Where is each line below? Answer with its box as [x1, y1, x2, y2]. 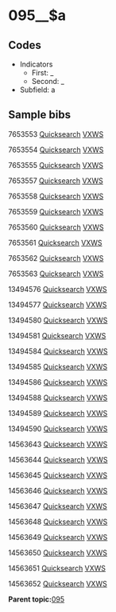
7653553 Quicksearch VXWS [8, 129, 104, 138]
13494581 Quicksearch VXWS [8, 330, 106, 340]
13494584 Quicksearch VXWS [8, 346, 108, 356]
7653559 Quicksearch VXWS [8, 206, 104, 216]
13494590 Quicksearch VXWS [8, 423, 108, 434]
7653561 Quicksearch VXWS [8, 238, 102, 247]
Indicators [19, 59, 53, 69]
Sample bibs [8, 108, 72, 122]
